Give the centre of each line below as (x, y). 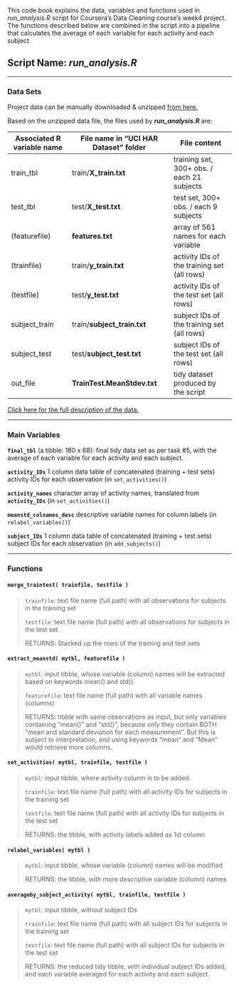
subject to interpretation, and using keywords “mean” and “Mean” (121, 739)
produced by (195, 383)
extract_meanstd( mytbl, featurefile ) (67, 659)
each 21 (187, 178)
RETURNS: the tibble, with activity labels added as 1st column (115, 835)
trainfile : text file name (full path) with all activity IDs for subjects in (126, 792)
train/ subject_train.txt (109, 325)
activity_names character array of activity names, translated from (103, 493)
